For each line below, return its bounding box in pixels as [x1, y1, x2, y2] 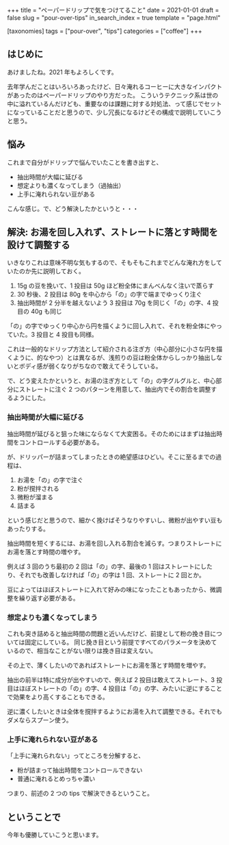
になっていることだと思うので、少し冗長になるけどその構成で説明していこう [7, 108, 222, 116]
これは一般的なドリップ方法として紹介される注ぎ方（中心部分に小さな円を [7, 345, 217, 353]
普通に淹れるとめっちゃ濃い [16, 774, 96, 783]
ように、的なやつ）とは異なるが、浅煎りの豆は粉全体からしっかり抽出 [12, 353, 211, 362]
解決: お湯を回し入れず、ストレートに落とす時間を [7, 227, 218, 238]
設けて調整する [7, 239, 70, 251]
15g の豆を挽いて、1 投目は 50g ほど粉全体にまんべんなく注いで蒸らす [16, 281, 214, 290]
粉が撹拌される [16, 484, 59, 492]
